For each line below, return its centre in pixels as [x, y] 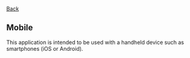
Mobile [20, 27]
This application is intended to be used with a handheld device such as [95, 42]
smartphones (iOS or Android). [45, 48]
